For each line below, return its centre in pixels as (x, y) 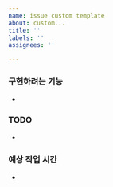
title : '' (25, 30)
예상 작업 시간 (33, 159)
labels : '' (26, 38)
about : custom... (37, 23)
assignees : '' (32, 45)
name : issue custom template (56, 16)
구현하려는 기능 (36, 82)
